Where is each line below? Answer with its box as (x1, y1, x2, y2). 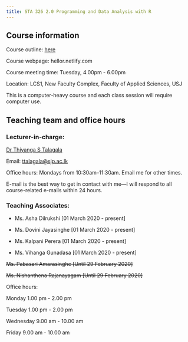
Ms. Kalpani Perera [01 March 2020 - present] (14, 238, 127, 245)
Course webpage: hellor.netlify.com (6, 57, 93, 65)
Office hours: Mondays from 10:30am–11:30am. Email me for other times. (6, 169, 183, 176)
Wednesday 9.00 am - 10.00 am (6, 318, 84, 325)
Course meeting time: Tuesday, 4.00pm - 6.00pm (6, 69, 126, 76)
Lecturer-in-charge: (6, 133, 65, 141)
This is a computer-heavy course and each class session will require (6, 92, 173, 99)
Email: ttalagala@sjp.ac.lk (6, 157, 68, 165)
